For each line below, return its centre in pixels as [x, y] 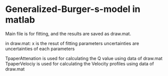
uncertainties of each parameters [40, 48]
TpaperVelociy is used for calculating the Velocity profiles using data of [80, 63]
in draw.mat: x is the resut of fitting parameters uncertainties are [72, 43]
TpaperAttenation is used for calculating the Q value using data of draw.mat [84, 58]
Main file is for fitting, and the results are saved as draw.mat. [68, 33]
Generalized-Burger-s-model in [73, 9]
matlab [20, 20]
